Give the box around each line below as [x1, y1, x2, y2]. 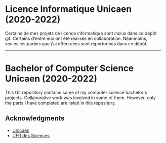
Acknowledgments [5, 114, 65, 123]
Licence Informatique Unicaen [5, 3, 132, 15]
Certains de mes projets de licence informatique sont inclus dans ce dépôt [5, 30, 157, 36]
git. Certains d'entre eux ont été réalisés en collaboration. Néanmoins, [5, 36, 148, 41]
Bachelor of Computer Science [5, 63, 134, 74]
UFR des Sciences [12, 132, 50, 139]
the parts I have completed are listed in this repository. [5, 100, 116, 106]
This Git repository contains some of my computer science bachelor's [5, 89, 147, 95]
